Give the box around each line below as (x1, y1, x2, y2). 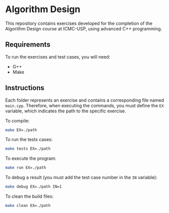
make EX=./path (5, 127, 37, 133)
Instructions (5, 83, 44, 92)
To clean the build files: (5, 193, 54, 199)
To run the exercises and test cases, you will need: (5, 54, 110, 60)
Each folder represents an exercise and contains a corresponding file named (5, 97, 164, 103)
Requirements (5, 40, 50, 49)
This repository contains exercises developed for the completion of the (5, 20, 153, 26)
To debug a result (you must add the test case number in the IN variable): (5, 175, 157, 181)
